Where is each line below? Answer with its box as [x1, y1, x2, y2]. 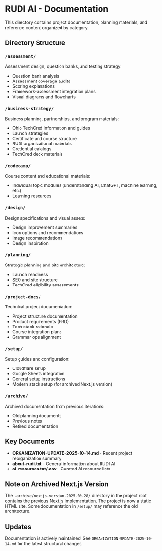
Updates [5, 522, 32, 531]
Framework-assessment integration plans [12, 88, 96, 94]
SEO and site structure [12, 277, 58, 283]
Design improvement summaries [12, 224, 78, 230]
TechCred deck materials [12, 151, 63, 157]
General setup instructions [12, 376, 66, 382]
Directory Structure [5, 39, 66, 47]
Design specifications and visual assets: [5, 215, 86, 221]
